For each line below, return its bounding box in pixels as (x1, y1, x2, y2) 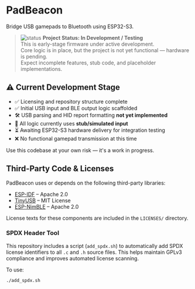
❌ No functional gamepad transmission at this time (14, 135, 137, 142)
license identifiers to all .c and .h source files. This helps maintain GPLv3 (6, 249, 183, 256)
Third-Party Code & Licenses (6, 164, 114, 174)
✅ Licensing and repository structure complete (14, 98, 128, 105)
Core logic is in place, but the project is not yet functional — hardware (20, 46, 189, 53)
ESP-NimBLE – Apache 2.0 (14, 203, 79, 210)
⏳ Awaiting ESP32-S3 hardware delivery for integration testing (14, 127, 166, 134)
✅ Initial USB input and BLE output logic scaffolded (14, 104, 138, 111)
